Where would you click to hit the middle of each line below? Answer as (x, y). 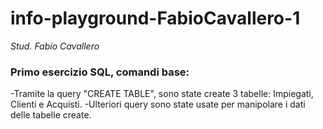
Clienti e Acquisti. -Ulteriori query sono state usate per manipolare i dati (158, 104)
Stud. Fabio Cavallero (55, 46)
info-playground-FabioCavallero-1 (155, 18)
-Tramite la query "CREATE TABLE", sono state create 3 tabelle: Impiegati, (162, 94)
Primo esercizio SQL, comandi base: (100, 72)
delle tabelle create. (51, 115)
